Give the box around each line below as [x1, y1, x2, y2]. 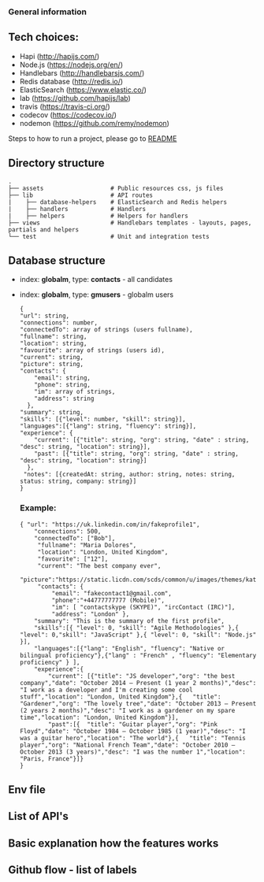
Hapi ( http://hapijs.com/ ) [19, 51, 100, 61]
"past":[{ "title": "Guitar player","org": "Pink [48, 720, 218, 728]
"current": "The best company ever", [37, 561, 162, 569]
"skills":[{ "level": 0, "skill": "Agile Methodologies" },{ [34, 624, 239, 632]
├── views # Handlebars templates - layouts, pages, [8, 219, 252, 227]
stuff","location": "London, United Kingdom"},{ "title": [19, 692, 221, 701]
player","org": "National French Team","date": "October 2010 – [19, 741, 236, 749]
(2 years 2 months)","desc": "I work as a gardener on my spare [19, 706, 236, 714]
